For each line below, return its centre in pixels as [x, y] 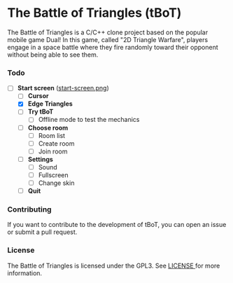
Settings [41, 159]
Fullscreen [53, 175]
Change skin [56, 183]
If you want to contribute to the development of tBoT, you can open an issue [117, 225]
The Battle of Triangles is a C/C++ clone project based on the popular [108, 32]
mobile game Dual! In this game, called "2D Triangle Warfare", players [108, 39]
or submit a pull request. [42, 232]
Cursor [38, 96]
